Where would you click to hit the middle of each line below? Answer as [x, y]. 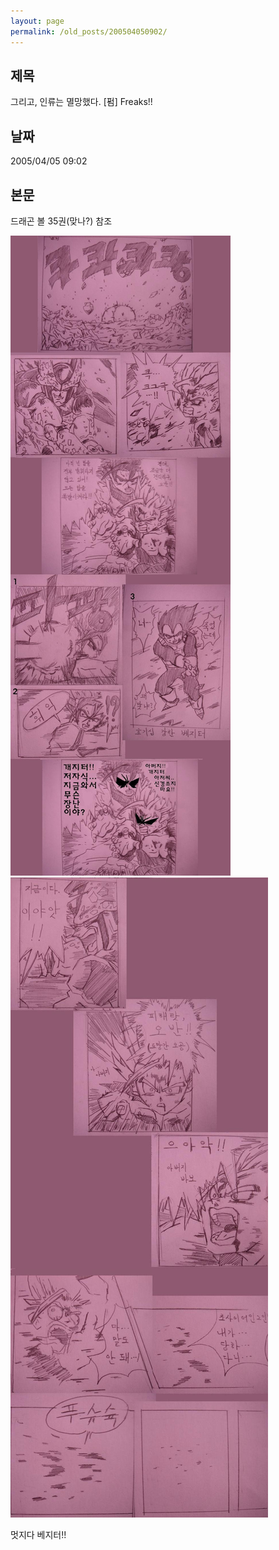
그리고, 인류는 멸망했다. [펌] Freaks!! [81, 102]
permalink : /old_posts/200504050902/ [89, 31]
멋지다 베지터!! [38, 1534]
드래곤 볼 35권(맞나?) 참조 [61, 221]
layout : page [37, 21]
